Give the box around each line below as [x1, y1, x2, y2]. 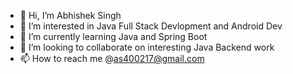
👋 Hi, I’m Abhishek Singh [19, 10, 122, 21]
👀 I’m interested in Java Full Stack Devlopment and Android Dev [19, 20, 283, 32]
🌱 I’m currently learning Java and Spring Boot [19, 31, 208, 42]
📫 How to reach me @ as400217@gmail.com [19, 53, 205, 64]
